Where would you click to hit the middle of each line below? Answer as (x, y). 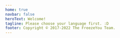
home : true (17, 10)
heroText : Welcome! (26, 19)
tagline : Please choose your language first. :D (57, 23)
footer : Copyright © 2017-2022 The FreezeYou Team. (60, 28)
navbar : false (20, 14)
